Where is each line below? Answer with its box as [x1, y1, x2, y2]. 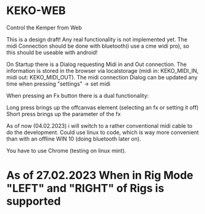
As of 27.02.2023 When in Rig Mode [6, 169, 194, 182]
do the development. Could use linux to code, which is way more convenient [6, 128, 199, 136]
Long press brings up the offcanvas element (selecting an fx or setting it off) [6, 103, 199, 111]
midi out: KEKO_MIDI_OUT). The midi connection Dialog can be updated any [6, 73, 198, 81]
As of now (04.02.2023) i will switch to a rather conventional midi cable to [6, 122, 193, 129]
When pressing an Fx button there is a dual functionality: [6, 92, 149, 99]
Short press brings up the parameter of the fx [6, 110, 121, 117]
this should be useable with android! [6, 48, 98, 56]
